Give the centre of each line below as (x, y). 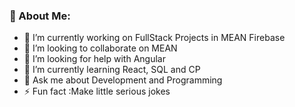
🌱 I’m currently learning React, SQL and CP (112, 70)
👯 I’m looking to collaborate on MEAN (100, 48)
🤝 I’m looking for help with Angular (94, 59)
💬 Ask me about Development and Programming (123, 80)
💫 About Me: (40, 16)
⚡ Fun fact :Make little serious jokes (97, 91)
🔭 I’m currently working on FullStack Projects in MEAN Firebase (154, 38)
